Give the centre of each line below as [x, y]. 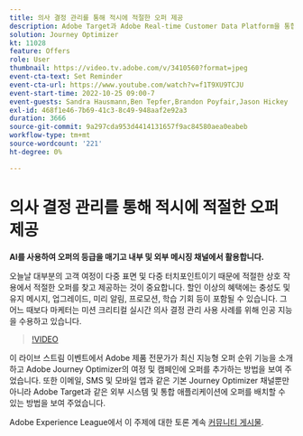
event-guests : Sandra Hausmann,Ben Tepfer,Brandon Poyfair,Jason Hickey [149, 102]
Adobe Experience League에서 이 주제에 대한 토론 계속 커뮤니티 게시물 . [137, 422]
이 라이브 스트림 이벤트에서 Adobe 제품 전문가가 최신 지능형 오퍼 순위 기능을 [143, 357]
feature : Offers [40, 51]
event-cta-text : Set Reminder [66, 77]
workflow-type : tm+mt [50, 135]
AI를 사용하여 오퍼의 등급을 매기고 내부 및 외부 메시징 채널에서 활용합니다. [137, 256]
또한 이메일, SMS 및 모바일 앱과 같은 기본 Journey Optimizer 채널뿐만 [166, 380]
